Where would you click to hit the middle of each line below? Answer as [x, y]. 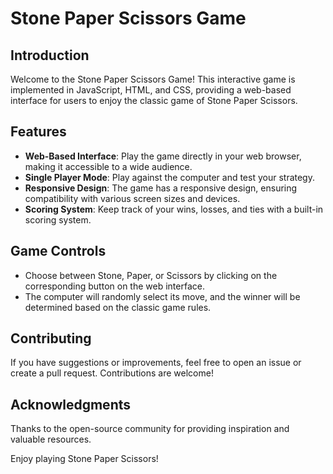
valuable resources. [51, 439]
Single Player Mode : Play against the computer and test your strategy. [169, 177]
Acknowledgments [71, 404]
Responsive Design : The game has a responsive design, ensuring [161, 188]
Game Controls [58, 251]
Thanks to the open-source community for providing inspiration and [150, 429]
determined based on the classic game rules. [118, 307]
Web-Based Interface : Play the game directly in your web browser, [163, 156]
